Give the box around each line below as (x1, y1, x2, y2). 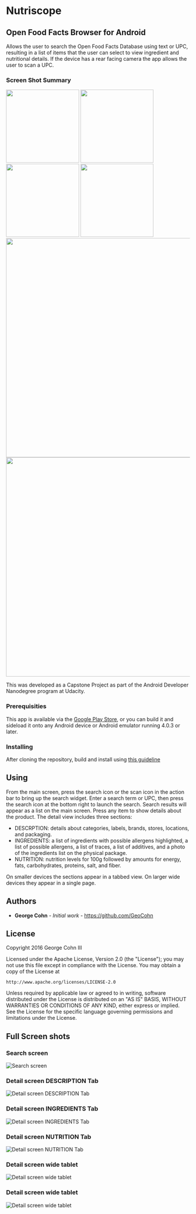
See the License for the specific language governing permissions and (6, 1008, 173, 1015)
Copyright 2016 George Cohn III (6, 944, 82, 951)
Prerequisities (6, 702, 47, 711)
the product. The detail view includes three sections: (6, 813, 132, 820)
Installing (6, 743, 33, 751)
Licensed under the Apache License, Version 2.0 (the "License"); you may (6, 956, 184, 963)
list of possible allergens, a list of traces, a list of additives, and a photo (14, 843, 185, 850)
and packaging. (14, 830, 52, 837)
